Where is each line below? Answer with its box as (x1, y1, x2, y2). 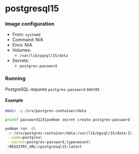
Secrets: (12, 57, 29, 64)
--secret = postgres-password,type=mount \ (7, 140, 91, 145)
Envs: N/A (12, 42, 33, 48)
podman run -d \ (5, 126, 36, 131)
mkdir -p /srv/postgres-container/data (5, 108, 87, 113)
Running (5, 75, 26, 82)
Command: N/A (12, 37, 44, 43)
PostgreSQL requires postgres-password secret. (5, 86, 101, 92)
